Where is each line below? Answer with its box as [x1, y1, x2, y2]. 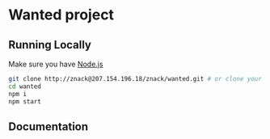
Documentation [8, 120, 89, 133]
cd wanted [8, 82, 42, 91]
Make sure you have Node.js [8, 59, 103, 69]
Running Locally [8, 38, 91, 52]
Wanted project [8, 6, 115, 24]
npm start [8, 97, 42, 106]
